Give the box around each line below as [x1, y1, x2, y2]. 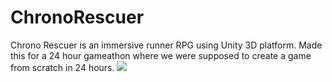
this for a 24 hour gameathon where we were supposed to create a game [10, 49, 312, 61]
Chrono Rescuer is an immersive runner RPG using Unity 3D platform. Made [10, 39, 323, 51]
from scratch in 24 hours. [10, 61, 115, 73]
